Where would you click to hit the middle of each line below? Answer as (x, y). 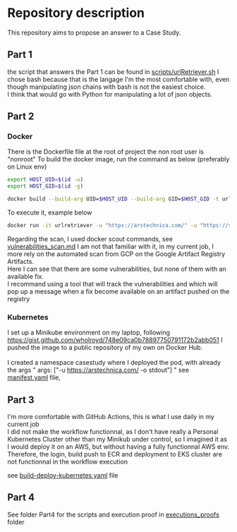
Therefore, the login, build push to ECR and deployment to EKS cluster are (115, 454)
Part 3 (21, 400)
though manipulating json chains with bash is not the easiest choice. (107, 87)
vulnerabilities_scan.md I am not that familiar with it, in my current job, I (110, 246)
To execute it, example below (50, 212)
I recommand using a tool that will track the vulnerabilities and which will (113, 284)
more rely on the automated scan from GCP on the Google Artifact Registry (116, 254)
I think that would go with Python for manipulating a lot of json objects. (110, 94)
